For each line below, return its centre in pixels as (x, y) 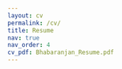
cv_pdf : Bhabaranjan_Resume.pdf (61, 52)
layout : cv (25, 15)
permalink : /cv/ (34, 23)
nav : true (24, 38)
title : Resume (31, 30)
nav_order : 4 (29, 45)
